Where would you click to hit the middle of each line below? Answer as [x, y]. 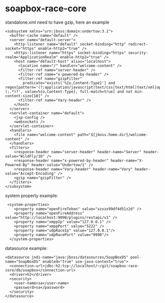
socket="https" [21, 48]
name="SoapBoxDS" [23, 262]
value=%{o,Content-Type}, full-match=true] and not [79, 92]
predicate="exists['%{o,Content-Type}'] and [69, 83]
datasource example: [26, 248]
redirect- [138, 44]
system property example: [32, 196]
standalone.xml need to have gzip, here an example [57, 22]
